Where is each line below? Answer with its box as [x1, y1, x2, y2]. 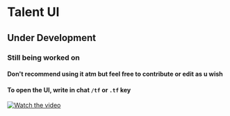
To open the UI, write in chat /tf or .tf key [7, 85, 131, 94]
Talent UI [7, 4, 60, 20]
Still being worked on [7, 53, 80, 63]
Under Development [7, 32, 96, 44]
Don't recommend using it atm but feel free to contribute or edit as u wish [7, 70, 224, 78]
